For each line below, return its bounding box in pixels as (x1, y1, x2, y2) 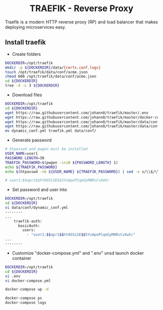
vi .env (5, 274, 21, 278)
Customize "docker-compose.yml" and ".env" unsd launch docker (12, 250, 144, 256)
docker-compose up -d (5, 287, 49, 292)
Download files (12, 92, 42, 98)
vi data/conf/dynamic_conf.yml (5, 205, 68, 210)
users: (22, 228, 36, 233)
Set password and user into (12, 187, 67, 192)
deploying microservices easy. (5, 24, 66, 30)
